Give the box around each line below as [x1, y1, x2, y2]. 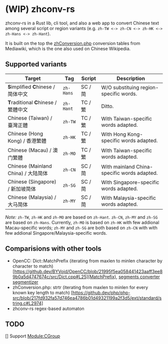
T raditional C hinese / [7, 99, 57, 106]
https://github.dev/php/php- [72, 290, 130, 296]
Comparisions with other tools [5, 245, 101, 253]
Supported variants [5, 60, 67, 68]
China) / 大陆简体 [7, 170, 48, 177]
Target [24, 75, 41, 82]
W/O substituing [101, 84, 139, 91]
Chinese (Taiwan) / [7, 114, 52, 121]
